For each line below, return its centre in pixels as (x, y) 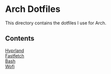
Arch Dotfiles (33, 9)
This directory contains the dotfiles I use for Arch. (56, 23)
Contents (20, 38)
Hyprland (15, 50)
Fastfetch (15, 56)
